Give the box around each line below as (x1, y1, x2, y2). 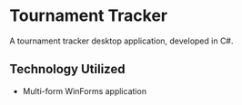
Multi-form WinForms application (22, 85, 147, 96)
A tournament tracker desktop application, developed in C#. (9, 35, 234, 46)
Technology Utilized (9, 62, 126, 77)
